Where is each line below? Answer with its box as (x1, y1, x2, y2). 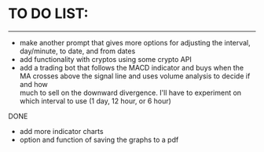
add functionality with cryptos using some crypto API (19, 54, 192, 63)
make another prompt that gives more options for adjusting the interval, (19, 38, 251, 47)
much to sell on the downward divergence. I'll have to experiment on (19, 88, 242, 97)
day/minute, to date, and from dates (19, 46, 136, 56)
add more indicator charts (19, 126, 104, 136)
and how (19, 79, 49, 89)
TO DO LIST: (8, 5, 89, 23)
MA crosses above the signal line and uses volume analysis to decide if (19, 71, 251, 81)
